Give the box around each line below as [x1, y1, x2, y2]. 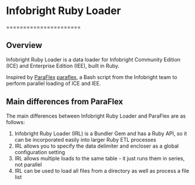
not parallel [14, 161, 42, 168]
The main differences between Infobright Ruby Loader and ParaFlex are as [6, 112, 186, 119]
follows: [6, 118, 25, 125]
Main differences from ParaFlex [6, 97, 124, 107]
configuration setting [14, 148, 66, 156]
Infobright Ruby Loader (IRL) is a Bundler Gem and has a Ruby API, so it [14, 130, 187, 137]
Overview [6, 40, 43, 50]
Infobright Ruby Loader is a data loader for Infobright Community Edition [6, 56, 180, 63]
